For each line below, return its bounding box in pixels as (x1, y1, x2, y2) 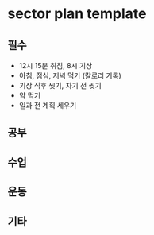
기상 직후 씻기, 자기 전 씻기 (18, 81, 102, 90)
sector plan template (7, 5, 147, 23)
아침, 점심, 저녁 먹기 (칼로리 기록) (18, 71, 122, 80)
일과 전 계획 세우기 (18, 101, 77, 110)
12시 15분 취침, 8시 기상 (18, 61, 93, 70)
